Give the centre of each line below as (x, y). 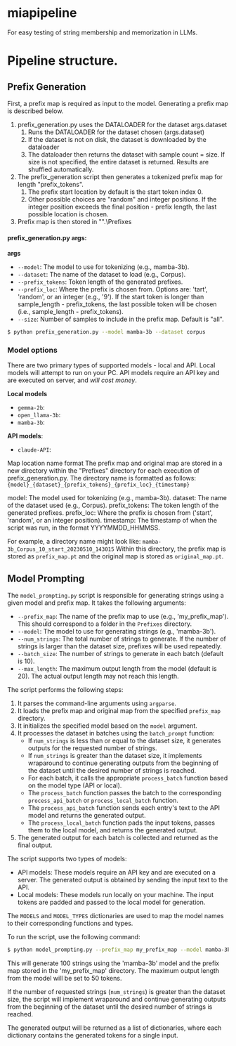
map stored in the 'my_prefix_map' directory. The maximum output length (113, 970)
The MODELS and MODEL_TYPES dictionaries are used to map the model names (116, 916)
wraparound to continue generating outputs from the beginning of (123, 763)
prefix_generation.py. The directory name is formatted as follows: (102, 478)
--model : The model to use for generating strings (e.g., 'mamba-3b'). (117, 632)
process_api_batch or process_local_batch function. (103, 800)
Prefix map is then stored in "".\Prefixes (74, 221)
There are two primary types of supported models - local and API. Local (111, 365)
